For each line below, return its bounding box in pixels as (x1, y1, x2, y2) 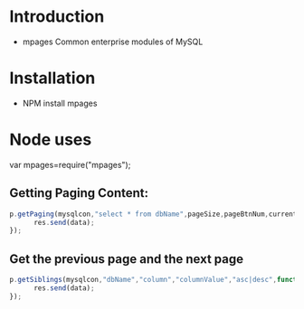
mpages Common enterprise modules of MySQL (22, 36, 204, 47)
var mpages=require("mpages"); (9, 159, 131, 170)
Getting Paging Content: (9, 185, 149, 201)
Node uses (9, 129, 92, 150)
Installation (9, 68, 96, 89)
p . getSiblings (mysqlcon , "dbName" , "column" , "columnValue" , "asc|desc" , (9, 276, 278, 285)
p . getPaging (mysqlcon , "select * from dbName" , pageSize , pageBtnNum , (9, 210, 270, 219)
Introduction (9, 6, 105, 27)
